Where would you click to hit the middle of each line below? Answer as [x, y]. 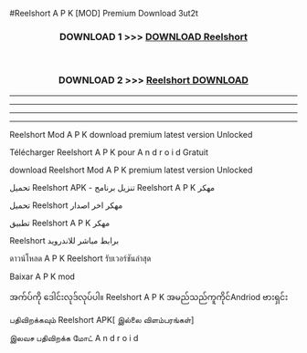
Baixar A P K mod [42, 276]
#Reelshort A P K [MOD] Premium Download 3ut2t [104, 13]
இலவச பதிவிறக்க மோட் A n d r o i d [74, 337]
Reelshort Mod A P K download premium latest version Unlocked [131, 134]
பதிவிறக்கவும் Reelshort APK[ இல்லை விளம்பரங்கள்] [102, 319]
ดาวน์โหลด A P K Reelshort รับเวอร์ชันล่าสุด [80, 258]
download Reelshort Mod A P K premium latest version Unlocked [131, 170]
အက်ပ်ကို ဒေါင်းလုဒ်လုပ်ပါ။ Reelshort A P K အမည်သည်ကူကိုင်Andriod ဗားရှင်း [149, 296]
